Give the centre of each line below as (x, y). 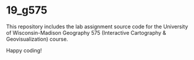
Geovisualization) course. (37, 39)
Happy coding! (24, 50)
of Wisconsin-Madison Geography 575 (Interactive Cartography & (86, 32)
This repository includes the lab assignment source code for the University (97, 26)
